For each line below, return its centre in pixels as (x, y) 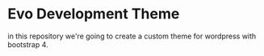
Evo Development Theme (94, 14)
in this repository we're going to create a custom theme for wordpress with (132, 36)
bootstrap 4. (28, 44)
